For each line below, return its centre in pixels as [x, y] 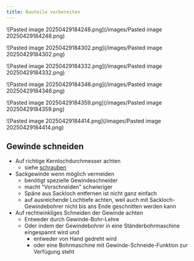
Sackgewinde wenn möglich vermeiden [65, 174]
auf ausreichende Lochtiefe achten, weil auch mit [86, 200]
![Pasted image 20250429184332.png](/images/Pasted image [84, 66]
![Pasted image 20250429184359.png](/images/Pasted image [84, 102]
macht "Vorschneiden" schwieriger [68, 187]
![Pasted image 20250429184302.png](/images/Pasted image [84, 48]
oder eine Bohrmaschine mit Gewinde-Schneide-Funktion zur [110, 245]
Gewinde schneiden [45, 147]
